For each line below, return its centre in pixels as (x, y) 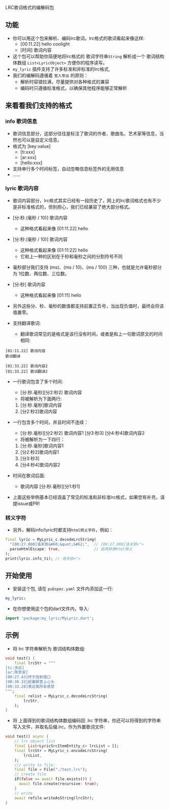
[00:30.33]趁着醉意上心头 (30, 682)
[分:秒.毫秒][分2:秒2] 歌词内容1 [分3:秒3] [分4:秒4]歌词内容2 (82, 433)
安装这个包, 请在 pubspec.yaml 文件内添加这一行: (63, 589)
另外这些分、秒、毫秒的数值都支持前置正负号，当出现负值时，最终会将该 (88, 306)
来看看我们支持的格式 (39, 106)
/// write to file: (35, 765)
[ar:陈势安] (17, 672)
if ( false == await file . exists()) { (53, 779)
